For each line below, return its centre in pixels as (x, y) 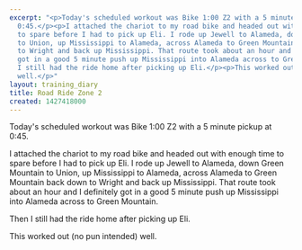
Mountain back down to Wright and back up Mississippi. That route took (142, 183)
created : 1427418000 (48, 101)
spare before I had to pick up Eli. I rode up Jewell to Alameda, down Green (147, 164)
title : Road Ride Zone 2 (56, 93)
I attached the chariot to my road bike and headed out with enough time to (147, 154)
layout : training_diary (54, 85)
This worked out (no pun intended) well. (83, 237)
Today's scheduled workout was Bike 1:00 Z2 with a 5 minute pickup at (141, 127)
